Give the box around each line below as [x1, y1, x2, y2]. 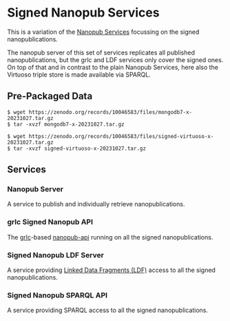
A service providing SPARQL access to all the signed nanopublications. [7, 306, 209, 315]
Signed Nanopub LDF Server [7, 250, 105, 260]
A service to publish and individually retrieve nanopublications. [7, 200, 185, 208]
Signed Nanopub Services [7, 5, 160, 21]
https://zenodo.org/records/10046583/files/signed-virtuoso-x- [28, 133, 214, 139]
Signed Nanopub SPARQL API [7, 290, 108, 300]
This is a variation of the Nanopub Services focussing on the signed [7, 28, 200, 36]
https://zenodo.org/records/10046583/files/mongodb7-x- [28, 108, 193, 115]
